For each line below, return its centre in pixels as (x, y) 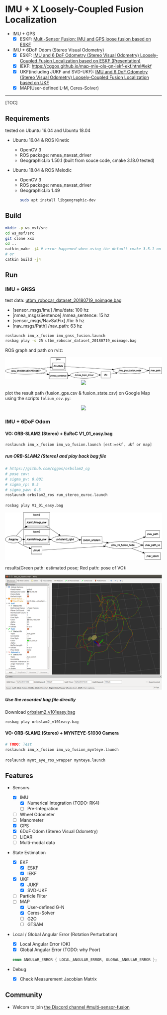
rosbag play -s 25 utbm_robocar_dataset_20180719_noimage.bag (71, 341)
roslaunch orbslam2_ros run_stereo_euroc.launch (56, 495)
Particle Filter (33, 896)
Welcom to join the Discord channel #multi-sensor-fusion (71, 1007)
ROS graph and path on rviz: (34, 350)
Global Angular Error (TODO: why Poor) (60, 950)
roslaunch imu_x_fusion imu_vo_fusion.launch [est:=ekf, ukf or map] (79, 445)
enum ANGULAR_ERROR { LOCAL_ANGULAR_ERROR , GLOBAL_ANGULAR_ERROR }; (85, 960)
